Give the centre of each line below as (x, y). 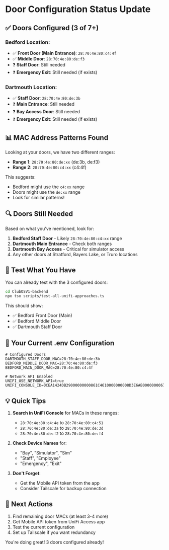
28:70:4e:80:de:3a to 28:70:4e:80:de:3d (62, 428)
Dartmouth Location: (31, 87)
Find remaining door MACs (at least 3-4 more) (60, 516)
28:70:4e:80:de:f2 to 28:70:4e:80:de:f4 (62, 433)
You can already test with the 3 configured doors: (57, 282)
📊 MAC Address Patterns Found (57, 138)
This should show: (24, 306)
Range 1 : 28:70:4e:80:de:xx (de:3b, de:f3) (56, 162)
